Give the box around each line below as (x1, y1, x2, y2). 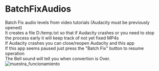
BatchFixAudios (5, 3, 71, 15)
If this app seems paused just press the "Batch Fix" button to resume (5, 45, 144, 51)
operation (5, 50, 24, 56)
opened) (5, 24, 23, 30)
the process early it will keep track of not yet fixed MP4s (5, 35, 119, 41)
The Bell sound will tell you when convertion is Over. (5, 55, 111, 61)
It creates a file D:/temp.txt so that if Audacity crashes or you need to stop (5, 30, 155, 35)
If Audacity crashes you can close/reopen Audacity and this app (5, 40, 135, 46)
